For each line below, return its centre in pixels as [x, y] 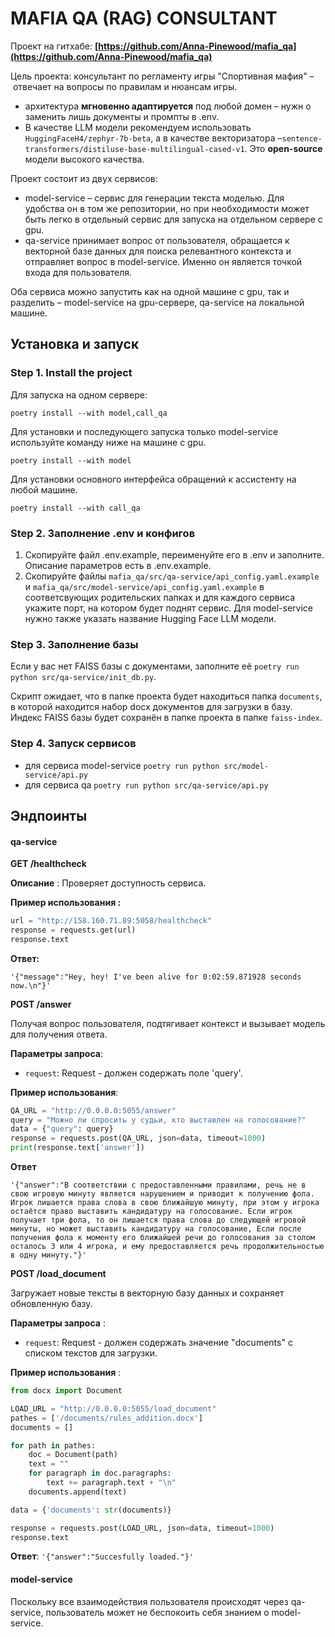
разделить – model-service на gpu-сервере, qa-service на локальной [157, 302]
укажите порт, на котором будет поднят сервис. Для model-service [169, 608]
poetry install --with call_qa [75, 508]
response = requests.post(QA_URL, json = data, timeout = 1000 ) [138, 1138]
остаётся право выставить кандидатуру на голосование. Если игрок [151, 1212]
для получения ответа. [59, 1034]
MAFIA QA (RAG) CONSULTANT [144, 18]
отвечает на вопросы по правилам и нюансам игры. [125, 86]
